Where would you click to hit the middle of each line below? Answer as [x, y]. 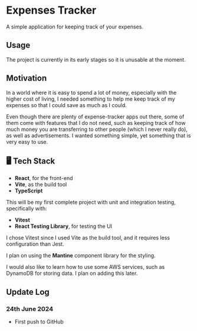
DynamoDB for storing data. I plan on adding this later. [72, 274]
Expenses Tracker [51, 10]
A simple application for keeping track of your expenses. [75, 27]
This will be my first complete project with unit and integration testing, [91, 203]
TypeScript [29, 191]
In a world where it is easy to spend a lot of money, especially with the [91, 92]
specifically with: [27, 208]
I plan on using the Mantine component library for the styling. [81, 256]
